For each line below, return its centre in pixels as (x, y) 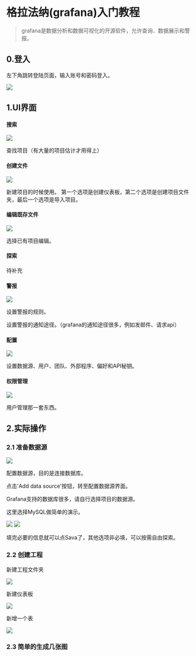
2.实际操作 (26, 428)
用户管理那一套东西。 (33, 407)
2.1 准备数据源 (27, 447)
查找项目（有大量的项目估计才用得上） (54, 151)
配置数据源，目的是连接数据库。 (46, 473)
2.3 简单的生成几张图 (37, 647)
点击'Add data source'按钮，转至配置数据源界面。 (69, 486)
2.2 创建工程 (25, 555)
